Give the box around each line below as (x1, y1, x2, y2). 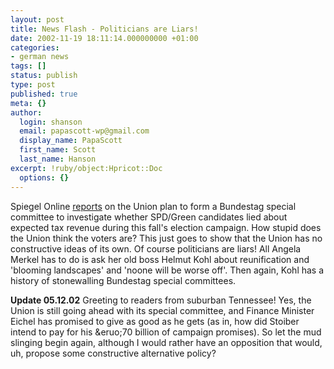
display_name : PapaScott (19, 136, 123, 146)
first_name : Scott (19, 145, 97, 155)
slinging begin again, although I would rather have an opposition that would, (10, 336, 323, 348)
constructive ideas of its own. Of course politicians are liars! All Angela (10, 242, 302, 255)
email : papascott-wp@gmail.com (19, 126, 150, 136)
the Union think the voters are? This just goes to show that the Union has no (10, 232, 323, 244)
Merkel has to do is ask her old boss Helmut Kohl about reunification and (10, 253, 310, 265)
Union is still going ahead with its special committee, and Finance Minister (10, 304, 315, 316)
